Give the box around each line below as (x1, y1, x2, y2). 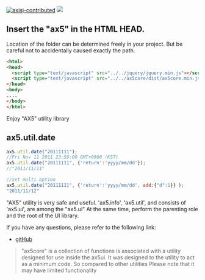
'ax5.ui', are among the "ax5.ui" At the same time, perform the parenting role (6, 205, 198, 212)
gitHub (15, 235, 32, 243)
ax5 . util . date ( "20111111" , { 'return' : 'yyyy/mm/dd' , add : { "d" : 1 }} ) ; (6, 182, 184, 188)
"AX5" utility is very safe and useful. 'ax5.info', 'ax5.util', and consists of (6, 198, 186, 206)
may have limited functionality (21, 267, 97, 274)
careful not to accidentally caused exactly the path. (6, 46, 135, 54)
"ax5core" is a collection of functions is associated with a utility (21, 247, 181, 254)
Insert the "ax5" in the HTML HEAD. (6, 24, 145, 35)
